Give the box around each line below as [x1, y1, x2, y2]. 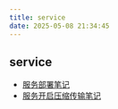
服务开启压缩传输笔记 [21, 90, 101, 101]
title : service [9, 13, 66, 22]
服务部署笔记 [21, 80, 70, 90]
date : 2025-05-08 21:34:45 [9, 21, 110, 30]
